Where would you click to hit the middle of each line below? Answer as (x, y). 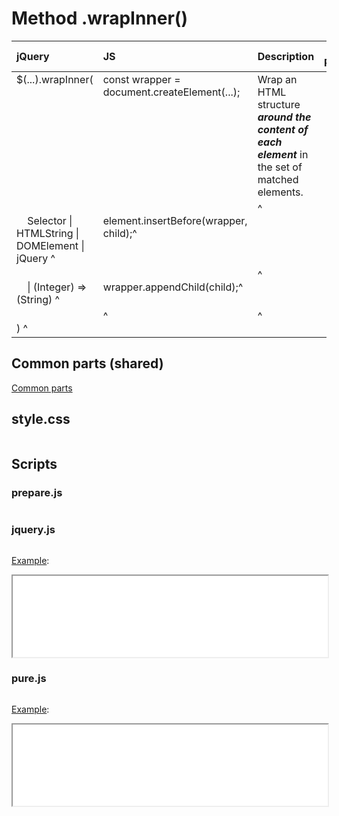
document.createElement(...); (171, 92)
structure (279, 104)
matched (278, 179)
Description (286, 56)
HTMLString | (48, 233)
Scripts (34, 463)
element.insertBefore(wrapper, (175, 220)
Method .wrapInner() (99, 18)
